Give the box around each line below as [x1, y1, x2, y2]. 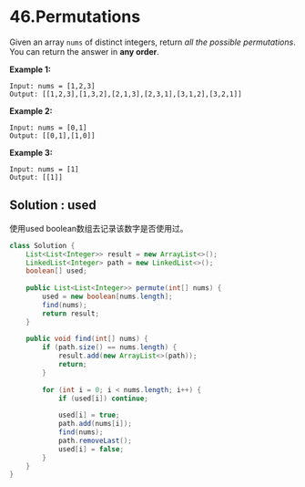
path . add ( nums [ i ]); [57, 420, 132, 429]
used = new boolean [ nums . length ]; [42, 292, 173, 301]
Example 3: [9, 147, 53, 158]
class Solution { [9, 241, 76, 250]
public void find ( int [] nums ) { [25, 335, 148, 344]
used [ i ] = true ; [57, 410, 120, 420]
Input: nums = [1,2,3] [9, 81, 96, 90]
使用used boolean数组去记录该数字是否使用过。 [9, 223, 188, 233]
